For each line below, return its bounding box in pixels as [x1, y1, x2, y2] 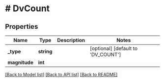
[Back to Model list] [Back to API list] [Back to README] [5, 72, 118, 77]
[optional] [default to [89, 45, 137, 52]
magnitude [7, 59, 33, 66]
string [38, 48, 53, 55]
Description [57, 37, 85, 43]
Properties [5, 22, 38, 31]
